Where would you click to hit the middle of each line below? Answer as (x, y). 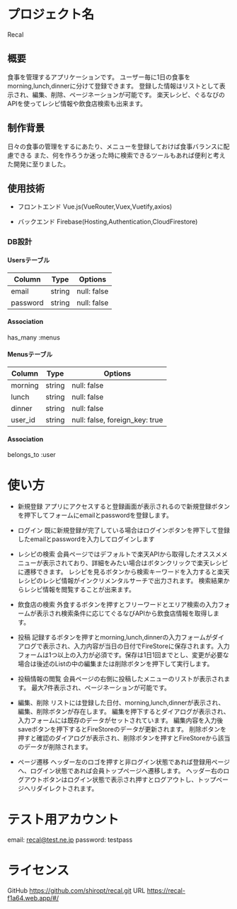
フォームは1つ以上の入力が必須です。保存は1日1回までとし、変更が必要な (123, 655)
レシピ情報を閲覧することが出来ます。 (80, 590)
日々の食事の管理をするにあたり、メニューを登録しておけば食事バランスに (116, 146)
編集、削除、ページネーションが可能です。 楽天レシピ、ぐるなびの (128, 94)
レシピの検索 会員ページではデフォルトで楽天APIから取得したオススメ (119, 554)
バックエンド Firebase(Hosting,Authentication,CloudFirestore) (108, 222)
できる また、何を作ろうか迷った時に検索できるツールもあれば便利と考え (120, 155)
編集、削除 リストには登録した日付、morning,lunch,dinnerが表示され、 (121, 703)
